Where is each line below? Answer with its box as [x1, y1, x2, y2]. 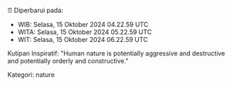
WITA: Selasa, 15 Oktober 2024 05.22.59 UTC [17, 28, 152, 36]
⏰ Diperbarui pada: [7, 6, 64, 14]
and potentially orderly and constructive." [7, 57, 129, 65]
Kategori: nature [7, 70, 55, 79]
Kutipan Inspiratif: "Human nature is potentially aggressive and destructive [7, 49, 226, 58]
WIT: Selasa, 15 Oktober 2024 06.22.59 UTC [17, 36, 148, 43]
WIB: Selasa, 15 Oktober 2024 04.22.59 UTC [17, 21, 149, 28]
